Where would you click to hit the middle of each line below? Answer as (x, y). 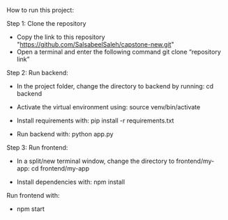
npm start (30, 209)
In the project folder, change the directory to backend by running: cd (115, 86)
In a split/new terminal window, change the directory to (96, 161)
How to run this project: (40, 10)
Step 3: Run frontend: (37, 148)
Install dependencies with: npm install (71, 182)
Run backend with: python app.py (65, 134)
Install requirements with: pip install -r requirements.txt (95, 120)
